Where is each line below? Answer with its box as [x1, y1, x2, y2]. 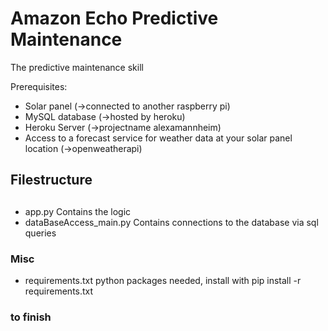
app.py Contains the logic [24, 205, 132, 217]
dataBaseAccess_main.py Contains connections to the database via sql [24, 216, 319, 228]
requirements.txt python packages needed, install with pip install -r [24, 275, 302, 287]
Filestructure [10, 172, 93, 189]
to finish [10, 310, 52, 324]
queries [24, 227, 57, 239]
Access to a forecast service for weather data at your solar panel [24, 132, 293, 144]
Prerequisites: [10, 80, 68, 92]
